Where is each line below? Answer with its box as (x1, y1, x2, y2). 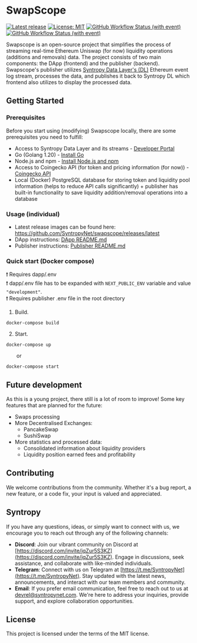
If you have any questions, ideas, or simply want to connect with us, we (6, 523, 180, 530)
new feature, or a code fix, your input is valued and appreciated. (6, 490, 162, 497)
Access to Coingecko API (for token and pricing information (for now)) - (14, 163, 189, 171)
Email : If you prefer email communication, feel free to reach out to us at (14, 584, 189, 592)
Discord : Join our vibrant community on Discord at (14, 541, 139, 548)
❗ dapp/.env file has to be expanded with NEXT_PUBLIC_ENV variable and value (6, 279, 191, 287)
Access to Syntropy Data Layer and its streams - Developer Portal (14, 144, 175, 152)
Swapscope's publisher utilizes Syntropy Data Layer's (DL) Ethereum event (6, 66, 189, 73)
